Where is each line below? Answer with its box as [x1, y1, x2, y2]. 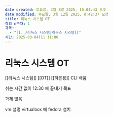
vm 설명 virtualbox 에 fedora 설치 [5, 106, 71, 112]
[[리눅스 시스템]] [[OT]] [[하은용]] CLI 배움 [5, 75, 87, 80]
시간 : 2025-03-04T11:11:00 [5, 35, 59, 40]
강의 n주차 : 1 [5, 21, 30, 26]
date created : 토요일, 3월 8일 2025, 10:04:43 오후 [5, 7, 107, 12]
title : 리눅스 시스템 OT [5, 16, 50, 21]
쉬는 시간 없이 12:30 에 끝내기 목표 [5, 85, 72, 91]
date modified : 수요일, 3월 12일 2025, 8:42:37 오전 [5, 12, 109, 17]
